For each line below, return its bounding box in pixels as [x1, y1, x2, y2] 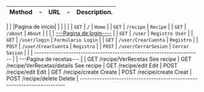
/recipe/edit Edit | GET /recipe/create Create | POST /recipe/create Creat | [6, 68, 192, 76]
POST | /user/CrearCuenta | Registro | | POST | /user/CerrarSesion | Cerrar [6, 43, 189, 49]
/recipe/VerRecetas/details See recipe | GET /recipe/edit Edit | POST [6, 62, 178, 69]
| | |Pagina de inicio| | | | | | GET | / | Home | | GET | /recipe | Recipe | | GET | [6, 23, 187, 30]
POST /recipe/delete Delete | [6, 75, 79, 82]
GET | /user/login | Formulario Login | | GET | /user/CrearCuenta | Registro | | [6, 36, 199, 43]
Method [9, 8, 33, 16]
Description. [76, 8, 113, 16]
